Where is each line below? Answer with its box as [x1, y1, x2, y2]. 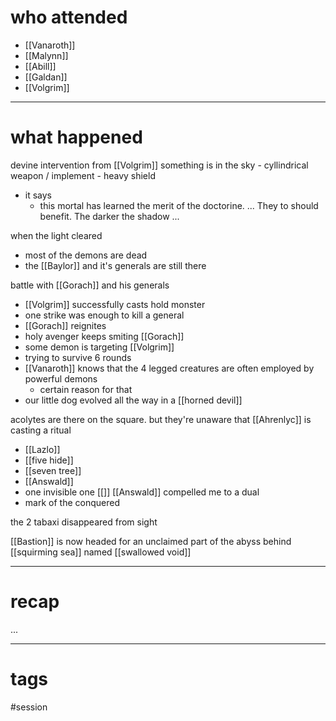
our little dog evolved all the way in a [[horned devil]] [24, 394, 243, 406]
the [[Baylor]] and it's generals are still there [24, 259, 207, 271]
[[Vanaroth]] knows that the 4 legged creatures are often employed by [24, 362, 315, 374]
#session [10, 701, 48, 713]
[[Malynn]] [24, 49, 69, 61]
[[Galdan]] [24, 71, 68, 83]
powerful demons [24, 372, 98, 385]
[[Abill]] [24, 60, 57, 72]
